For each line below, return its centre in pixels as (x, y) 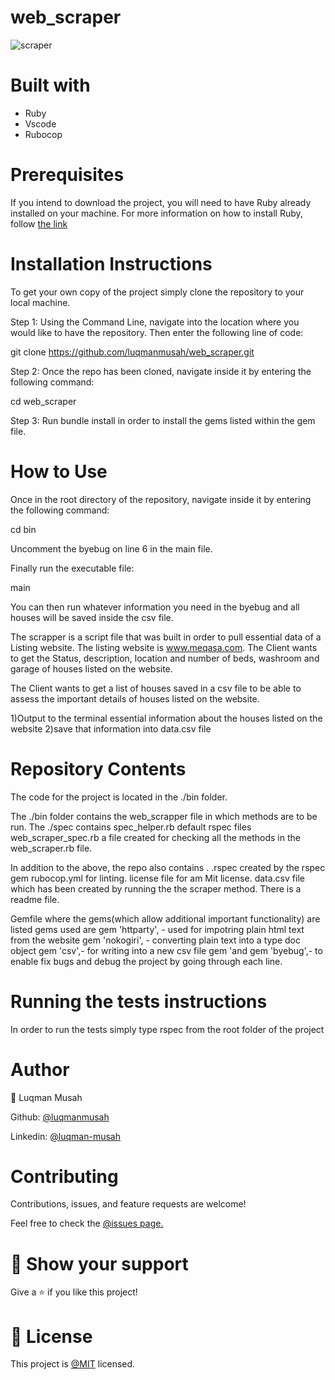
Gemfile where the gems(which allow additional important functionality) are (165, 918)
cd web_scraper (43, 401)
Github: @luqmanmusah (60, 1117)
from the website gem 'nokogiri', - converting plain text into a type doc (155, 940)
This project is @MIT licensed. (73, 1364)
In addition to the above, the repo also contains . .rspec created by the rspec (168, 867)
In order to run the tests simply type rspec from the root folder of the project (167, 1029)
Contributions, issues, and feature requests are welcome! (128, 1204)
